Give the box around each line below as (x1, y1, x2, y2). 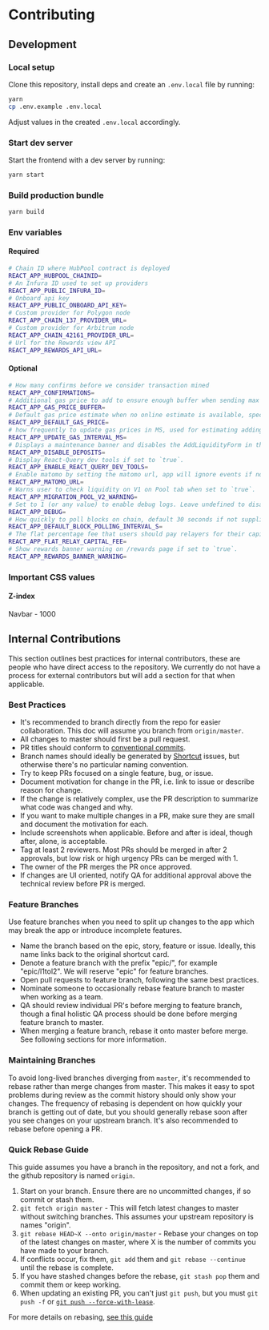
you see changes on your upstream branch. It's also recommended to (8, 1115, 239, 1125)
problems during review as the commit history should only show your (8, 1090, 236, 1099)
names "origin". (19, 1220, 71, 1230)
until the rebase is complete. (19, 1263, 114, 1272)
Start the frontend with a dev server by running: (8, 155, 166, 165)
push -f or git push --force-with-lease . (19, 1296, 155, 1306)
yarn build (8, 208, 45, 216)
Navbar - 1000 (8, 609, 56, 618)
